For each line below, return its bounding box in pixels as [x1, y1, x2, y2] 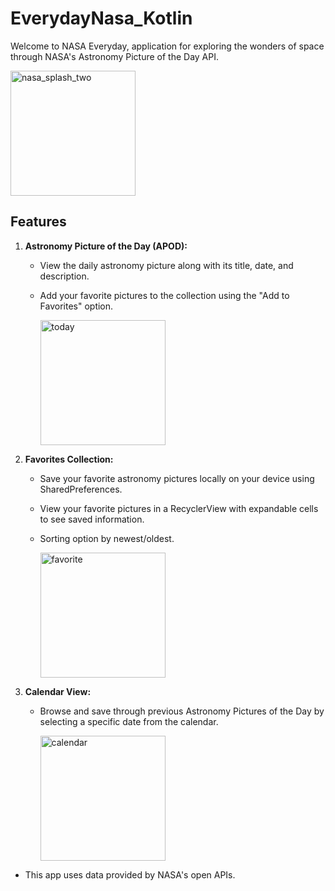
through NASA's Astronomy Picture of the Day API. [10, 50, 219, 62]
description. [39, 270, 90, 282]
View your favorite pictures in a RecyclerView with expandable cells [39, 502, 319, 514]
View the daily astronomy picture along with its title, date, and [39, 259, 294, 271]
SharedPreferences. [39, 483, 123, 495]
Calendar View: [24, 685, 92, 697]
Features [10, 213, 67, 231]
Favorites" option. [39, 300, 114, 312]
